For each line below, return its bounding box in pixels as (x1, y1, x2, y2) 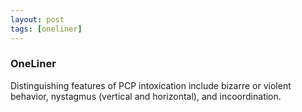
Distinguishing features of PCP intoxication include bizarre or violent (10, 79, 292, 91)
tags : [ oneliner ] (10, 24, 83, 34)
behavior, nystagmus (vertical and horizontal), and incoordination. (10, 90, 282, 102)
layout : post (10, 14, 65, 25)
